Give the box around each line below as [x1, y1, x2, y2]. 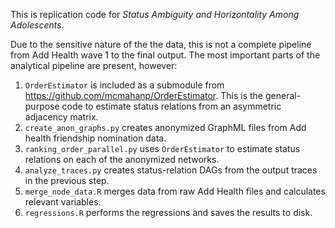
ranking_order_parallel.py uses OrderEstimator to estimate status [24, 143, 301, 154]
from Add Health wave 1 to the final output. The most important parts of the [10, 49, 321, 61]
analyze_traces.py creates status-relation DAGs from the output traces [24, 164, 318, 176]
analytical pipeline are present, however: [10, 60, 178, 71]
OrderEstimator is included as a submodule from [24, 79, 225, 91]
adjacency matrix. [24, 111, 99, 123]
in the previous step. [24, 175, 110, 186]
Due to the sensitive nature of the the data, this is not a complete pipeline [10, 39, 312, 50]
